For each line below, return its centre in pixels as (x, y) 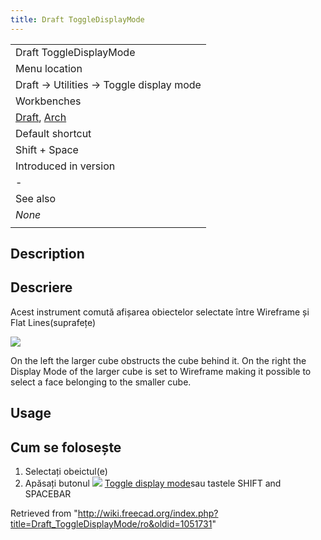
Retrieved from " (44, 513)
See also (36, 198)
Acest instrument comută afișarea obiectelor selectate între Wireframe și (160, 312)
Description (47, 254)
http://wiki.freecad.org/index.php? (148, 513)
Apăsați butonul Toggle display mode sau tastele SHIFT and (153, 483)
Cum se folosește (66, 447)
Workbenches (48, 101)
